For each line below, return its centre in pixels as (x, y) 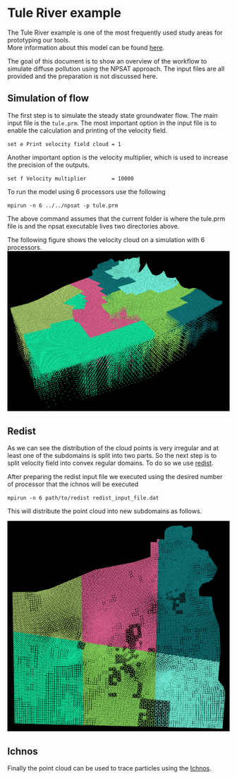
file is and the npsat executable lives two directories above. (93, 226)
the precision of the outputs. (48, 164)
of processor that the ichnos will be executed (73, 484)
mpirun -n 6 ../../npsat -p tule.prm (63, 205)
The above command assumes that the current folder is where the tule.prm (116, 218)
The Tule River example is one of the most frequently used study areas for (115, 32)
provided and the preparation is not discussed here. (83, 76)
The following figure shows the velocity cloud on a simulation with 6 (106, 240)
